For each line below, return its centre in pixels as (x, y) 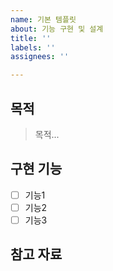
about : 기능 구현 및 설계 (57, 29)
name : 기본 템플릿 (43, 19)
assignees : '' (40, 57)
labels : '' (33, 47)
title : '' (31, 38)
